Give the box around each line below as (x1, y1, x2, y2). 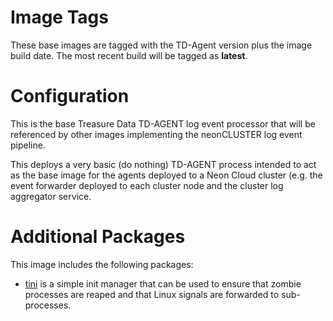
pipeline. (10, 139, 46, 151)
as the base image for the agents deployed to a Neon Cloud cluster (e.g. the (10, 169, 323, 181)
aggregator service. (10, 190, 92, 202)
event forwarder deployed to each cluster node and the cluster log (10, 179, 284, 191)
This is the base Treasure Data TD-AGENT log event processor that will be (10, 117, 316, 130)
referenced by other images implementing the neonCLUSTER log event (10, 128, 303, 140)
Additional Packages (10, 226, 186, 248)
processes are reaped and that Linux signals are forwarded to (24, 288, 280, 300)
